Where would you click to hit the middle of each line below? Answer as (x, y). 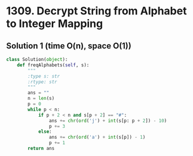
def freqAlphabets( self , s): (53, 65)
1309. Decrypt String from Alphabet (96, 11)
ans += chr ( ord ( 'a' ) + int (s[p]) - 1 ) (97, 137)
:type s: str (44, 76)
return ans (41, 148)
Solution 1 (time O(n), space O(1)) (69, 46)
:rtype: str (43, 82)
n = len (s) (41, 99)
